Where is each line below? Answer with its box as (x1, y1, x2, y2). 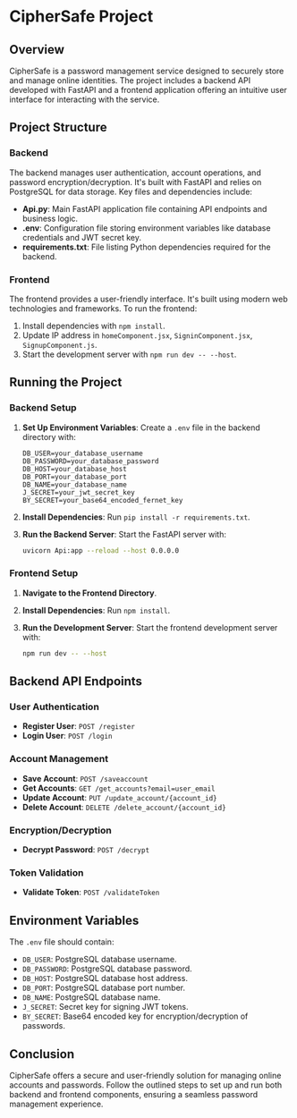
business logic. (21, 213, 79, 224)
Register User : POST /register (21, 721, 136, 732)
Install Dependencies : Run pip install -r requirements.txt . (21, 512, 250, 522)
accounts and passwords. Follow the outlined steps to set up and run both (9, 1080, 283, 1090)
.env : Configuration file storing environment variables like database (21, 222, 271, 233)
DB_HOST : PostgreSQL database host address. (21, 973, 188, 984)
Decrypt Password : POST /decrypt (21, 844, 150, 855)
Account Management (9, 753, 109, 766)
